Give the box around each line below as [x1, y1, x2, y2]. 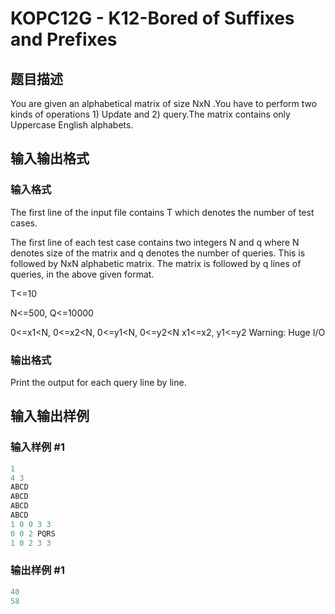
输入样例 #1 [10, 440, 65, 454]
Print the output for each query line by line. [10, 376, 187, 388]
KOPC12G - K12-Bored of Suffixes [10, 7, 295, 30]
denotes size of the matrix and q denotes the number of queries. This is [10, 247, 306, 259]
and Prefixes [10, 28, 118, 51]
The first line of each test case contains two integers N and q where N [10, 236, 300, 248]
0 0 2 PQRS [10, 528, 56, 539]
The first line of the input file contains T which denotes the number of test [10, 206, 315, 218]
